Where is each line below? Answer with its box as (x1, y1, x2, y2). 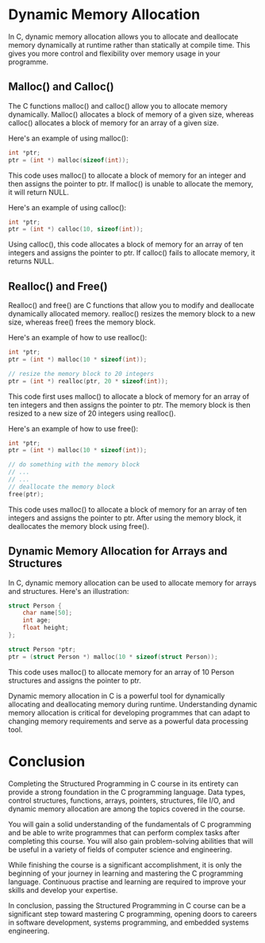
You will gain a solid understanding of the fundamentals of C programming (8, 819, 252, 829)
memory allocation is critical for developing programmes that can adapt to (8, 707, 251, 717)
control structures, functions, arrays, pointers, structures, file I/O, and (8, 795, 236, 805)
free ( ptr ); (8, 490, 44, 498)
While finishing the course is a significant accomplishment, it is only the (8, 860, 242, 869)
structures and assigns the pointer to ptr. (8, 676, 141, 685)
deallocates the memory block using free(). (8, 521, 149, 531)
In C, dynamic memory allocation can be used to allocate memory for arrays (8, 577, 257, 588)
